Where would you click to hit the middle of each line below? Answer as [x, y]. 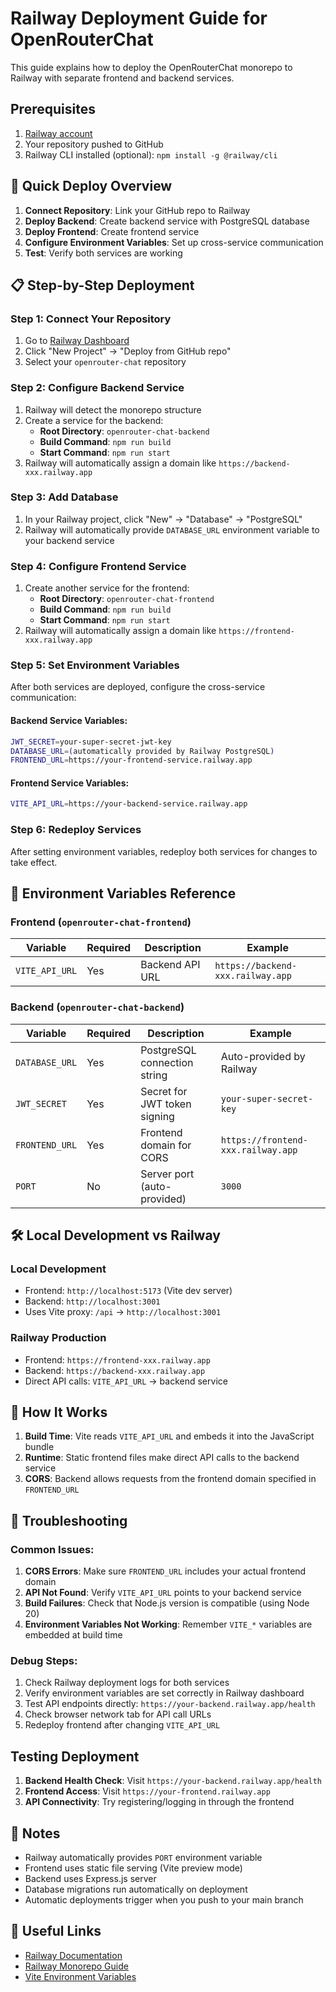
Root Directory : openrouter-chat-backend [124, 431]
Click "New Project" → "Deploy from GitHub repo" [128, 351]
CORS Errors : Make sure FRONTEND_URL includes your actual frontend [165, 1571]
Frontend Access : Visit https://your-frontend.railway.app [147, 1791]
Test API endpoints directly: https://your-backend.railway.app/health [170, 1704]
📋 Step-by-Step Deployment [102, 285]
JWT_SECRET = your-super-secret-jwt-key [91, 742]
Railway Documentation [73, 1955]
